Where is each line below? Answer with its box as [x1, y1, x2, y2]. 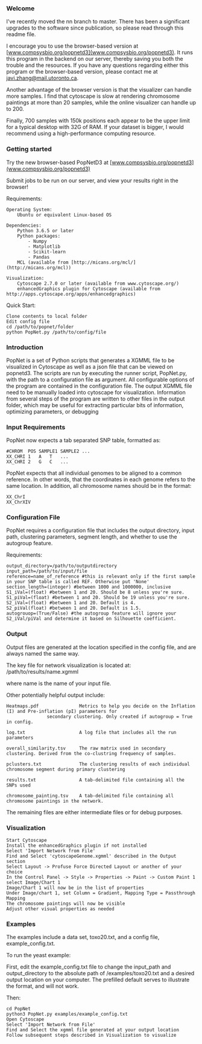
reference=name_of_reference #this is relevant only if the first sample [6, 574, 196, 580]
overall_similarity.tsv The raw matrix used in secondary [6, 745, 166, 751]
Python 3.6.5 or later [17, 227, 74, 233]
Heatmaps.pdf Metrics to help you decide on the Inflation [6, 703, 196, 709]
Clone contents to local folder [6, 313, 87, 319]
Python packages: [17, 233, 61, 239]
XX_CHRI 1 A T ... [6, 454, 69, 460]
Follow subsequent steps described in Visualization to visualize [6, 1033, 177, 1039]
